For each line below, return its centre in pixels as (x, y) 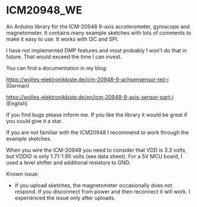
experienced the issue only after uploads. (65, 198)
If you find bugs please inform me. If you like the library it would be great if (97, 115)
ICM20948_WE (44, 10)
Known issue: (23, 173)
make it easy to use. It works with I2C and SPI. (63, 39)
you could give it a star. (35, 121)
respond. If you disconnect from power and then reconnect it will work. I (102, 191)
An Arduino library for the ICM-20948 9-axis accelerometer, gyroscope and (98, 26)
